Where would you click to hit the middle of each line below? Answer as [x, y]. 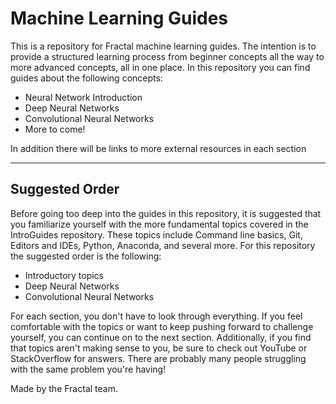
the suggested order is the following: [86, 256]
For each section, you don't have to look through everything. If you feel [156, 316]
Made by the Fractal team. [64, 388]
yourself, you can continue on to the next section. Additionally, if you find [161, 337]
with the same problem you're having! [88, 369]
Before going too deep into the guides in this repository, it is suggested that [166, 213]
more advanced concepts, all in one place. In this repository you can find [160, 67]
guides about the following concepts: [86, 78]
